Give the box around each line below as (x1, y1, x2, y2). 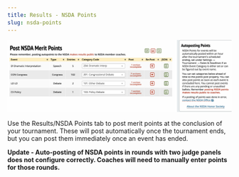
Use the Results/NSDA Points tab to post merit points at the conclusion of (7, 119, 223, 128)
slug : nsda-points (7, 18, 62, 26)
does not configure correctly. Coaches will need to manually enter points (7, 156, 228, 164)
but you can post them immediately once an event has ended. (7, 134, 188, 143)
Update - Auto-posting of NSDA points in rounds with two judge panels (7, 148, 222, 156)
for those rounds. (7, 163, 60, 172)
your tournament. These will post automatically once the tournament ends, (7, 127, 226, 135)
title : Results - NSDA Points (7, 11, 97, 18)
